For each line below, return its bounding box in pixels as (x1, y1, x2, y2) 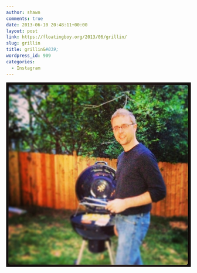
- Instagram (11, 65, 41, 71)
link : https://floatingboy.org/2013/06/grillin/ (6, 34, 127, 40)
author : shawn (6, 9, 41, 15)
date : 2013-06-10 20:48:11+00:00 (6, 22, 88, 28)
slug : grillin (6, 40, 41, 46)
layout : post (6, 28, 38, 34)
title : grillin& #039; (6, 47, 59, 53)
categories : (6, 59, 35, 64)
